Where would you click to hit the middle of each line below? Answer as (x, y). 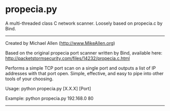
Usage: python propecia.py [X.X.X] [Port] (48, 88)
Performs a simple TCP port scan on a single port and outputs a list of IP (80, 68)
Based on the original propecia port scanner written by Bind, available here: (84, 53)
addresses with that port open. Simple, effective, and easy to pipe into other (84, 73)
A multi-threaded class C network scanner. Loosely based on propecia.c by (84, 23)
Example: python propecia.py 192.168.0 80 (49, 98)
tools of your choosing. (29, 79)
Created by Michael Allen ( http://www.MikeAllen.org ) (60, 43)
